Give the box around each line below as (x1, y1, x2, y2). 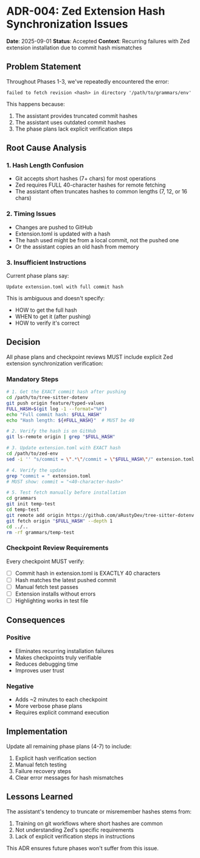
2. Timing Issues (6, 209, 57, 218)
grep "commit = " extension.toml (6, 473, 91, 479)
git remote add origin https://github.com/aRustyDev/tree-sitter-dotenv (6, 512, 195, 518)
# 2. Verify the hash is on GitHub (6, 428, 97, 434)
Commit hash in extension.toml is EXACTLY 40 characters (15, 569, 161, 577)
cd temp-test (6, 507, 40, 513)
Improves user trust (15, 666, 64, 674)
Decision (6, 337, 41, 347)
